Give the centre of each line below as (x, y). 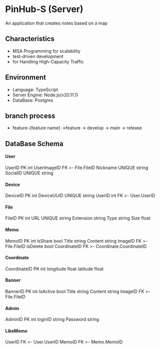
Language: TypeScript (35, 89)
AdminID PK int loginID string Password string (52, 319)
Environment (26, 77)
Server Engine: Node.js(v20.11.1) (45, 95)
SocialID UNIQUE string (29, 173)
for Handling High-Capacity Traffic (48, 62)
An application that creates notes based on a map (56, 23)
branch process (30, 116)
